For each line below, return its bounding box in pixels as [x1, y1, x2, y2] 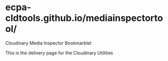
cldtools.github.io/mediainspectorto [5, 12, 163, 24]
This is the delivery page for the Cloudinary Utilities [5, 50, 113, 56]
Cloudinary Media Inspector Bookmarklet [5, 40, 92, 46]
